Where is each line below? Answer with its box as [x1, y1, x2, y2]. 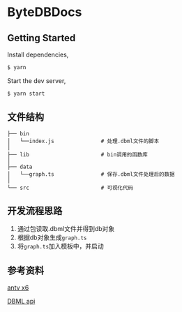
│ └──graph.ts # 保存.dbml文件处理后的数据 [7, 170, 175, 178]
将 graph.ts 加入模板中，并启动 [17, 242, 105, 251]
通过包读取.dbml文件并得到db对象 [17, 225, 115, 233]
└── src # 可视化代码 [7, 184, 134, 191]
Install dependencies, [7, 50, 69, 59]
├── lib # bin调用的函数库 [7, 151, 148, 158]
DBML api [7, 297, 36, 306]
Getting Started [7, 32, 76, 44]
